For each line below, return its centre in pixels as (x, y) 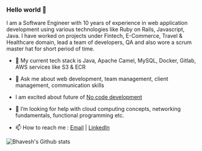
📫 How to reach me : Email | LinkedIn (62, 128)
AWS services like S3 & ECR (50, 67)
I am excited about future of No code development (78, 97)
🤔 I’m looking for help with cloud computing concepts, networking (98, 109)
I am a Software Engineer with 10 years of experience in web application (97, 23)
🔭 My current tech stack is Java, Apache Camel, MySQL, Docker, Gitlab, (106, 61)
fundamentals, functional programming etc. (70, 116)
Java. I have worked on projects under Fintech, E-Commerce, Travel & (95, 36)
